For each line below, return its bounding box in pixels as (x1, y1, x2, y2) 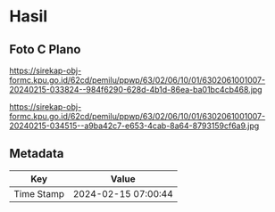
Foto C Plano (9, 42, 81, 57)
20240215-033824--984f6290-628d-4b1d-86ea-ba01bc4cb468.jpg (9, 85, 262, 94)
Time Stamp (13, 187, 65, 200)
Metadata (9, 146, 64, 161)
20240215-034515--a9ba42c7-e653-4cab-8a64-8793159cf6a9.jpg (9, 120, 260, 131)
